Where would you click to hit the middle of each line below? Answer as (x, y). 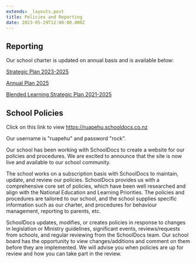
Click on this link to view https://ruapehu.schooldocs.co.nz (77, 127)
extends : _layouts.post (35, 11)
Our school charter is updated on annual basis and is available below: (90, 60)
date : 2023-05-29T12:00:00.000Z (45, 22)
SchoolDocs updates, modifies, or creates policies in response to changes (96, 222)
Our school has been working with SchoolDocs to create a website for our (95, 150)
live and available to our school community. (58, 162)
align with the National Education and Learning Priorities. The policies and (95, 192)
